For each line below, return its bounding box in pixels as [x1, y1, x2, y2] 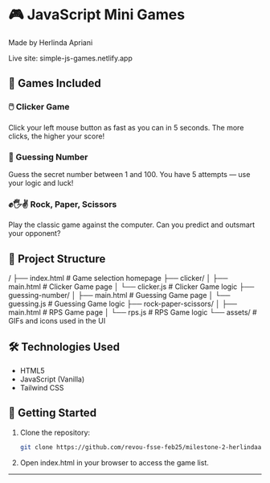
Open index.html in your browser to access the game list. [19, 457, 209, 467]
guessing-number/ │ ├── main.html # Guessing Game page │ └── [8, 291, 231, 300]
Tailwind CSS [19, 382, 64, 392]
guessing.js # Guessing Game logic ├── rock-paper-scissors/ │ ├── [8, 299, 237, 309]
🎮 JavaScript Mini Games [8, 6, 186, 24]
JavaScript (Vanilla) [19, 374, 85, 384]
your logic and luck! [8, 178, 74, 188]
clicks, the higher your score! [8, 131, 105, 141]
